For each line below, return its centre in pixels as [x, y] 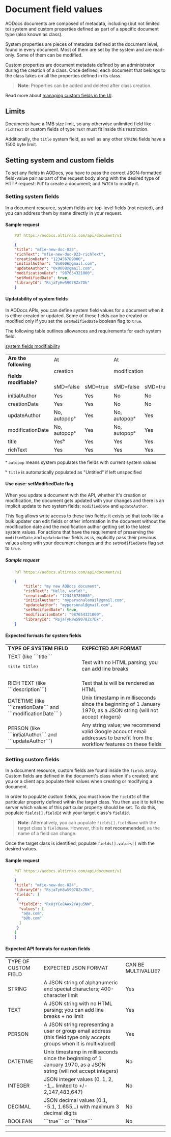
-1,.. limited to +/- [66, 1086]
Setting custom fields [32, 759]
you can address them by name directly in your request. [64, 213]
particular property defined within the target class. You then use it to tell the [85, 802]
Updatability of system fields [37, 299]
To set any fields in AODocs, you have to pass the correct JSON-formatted [83, 173]
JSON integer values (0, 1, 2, [78, 1079]
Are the [17, 358]
